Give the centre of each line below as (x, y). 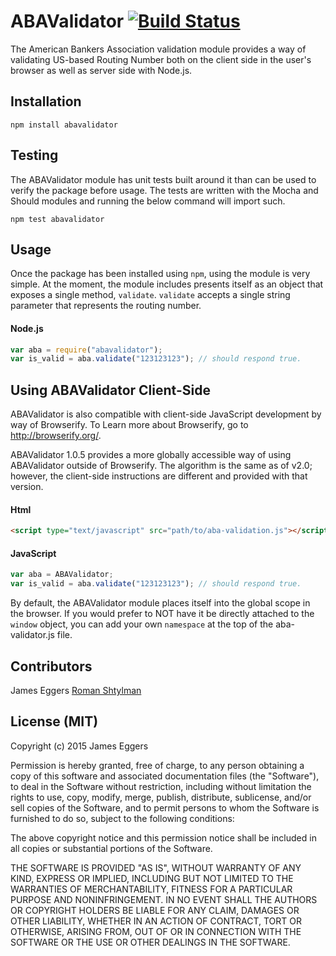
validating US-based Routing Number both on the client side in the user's (161, 59)
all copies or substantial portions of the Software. (111, 848)
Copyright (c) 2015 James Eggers (79, 746)
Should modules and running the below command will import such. (148, 201)
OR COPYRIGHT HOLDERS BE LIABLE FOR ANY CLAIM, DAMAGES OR (155, 910)
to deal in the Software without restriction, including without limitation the (161, 786)
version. (27, 487)
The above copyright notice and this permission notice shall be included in (163, 837)
